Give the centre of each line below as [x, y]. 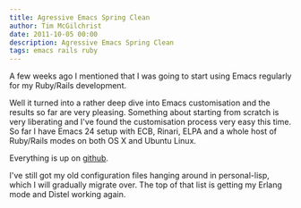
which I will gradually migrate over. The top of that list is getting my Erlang [146, 185]
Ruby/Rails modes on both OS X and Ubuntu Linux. [103, 141]
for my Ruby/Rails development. [68, 86]
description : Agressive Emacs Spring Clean [92, 42]
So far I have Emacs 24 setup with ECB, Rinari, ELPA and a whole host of [143, 131]
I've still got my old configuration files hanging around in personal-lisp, [140, 176]
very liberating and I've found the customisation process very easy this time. [150, 122]
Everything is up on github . [59, 158]
